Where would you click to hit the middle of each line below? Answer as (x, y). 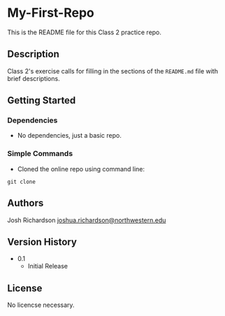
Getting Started (42, 100)
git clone (22, 182)
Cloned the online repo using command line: (81, 168)
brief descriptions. (34, 78)
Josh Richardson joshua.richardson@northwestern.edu (87, 220)
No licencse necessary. (41, 305)
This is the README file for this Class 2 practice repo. (85, 32)
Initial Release (48, 266)
